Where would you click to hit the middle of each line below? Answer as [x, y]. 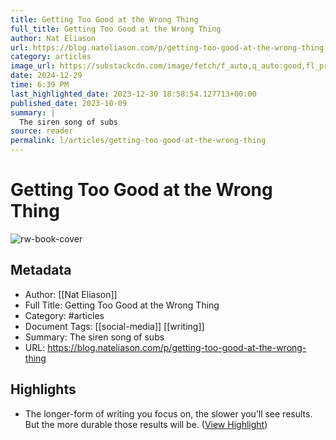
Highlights [43, 389]
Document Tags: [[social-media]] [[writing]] [114, 326]
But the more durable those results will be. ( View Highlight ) [146, 424]
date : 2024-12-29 [46, 76]
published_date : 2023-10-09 [69, 103]
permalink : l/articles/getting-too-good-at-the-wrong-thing [138, 141]
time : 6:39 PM [40, 85]
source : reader [42, 131]
